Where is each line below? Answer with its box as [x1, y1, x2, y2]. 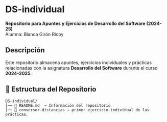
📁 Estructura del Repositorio [5, 85, 97, 94]
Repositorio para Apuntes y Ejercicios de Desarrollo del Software [5, 20, 146, 26]
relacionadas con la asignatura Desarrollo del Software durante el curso [5, 65, 158, 71]
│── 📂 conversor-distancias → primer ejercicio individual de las [5, 107, 150, 112]
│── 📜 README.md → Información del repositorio [5, 103, 111, 108]
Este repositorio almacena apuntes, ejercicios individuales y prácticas [5, 59, 152, 66]
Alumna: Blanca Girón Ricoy [5, 31, 64, 37]
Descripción [5, 46, 45, 54]
